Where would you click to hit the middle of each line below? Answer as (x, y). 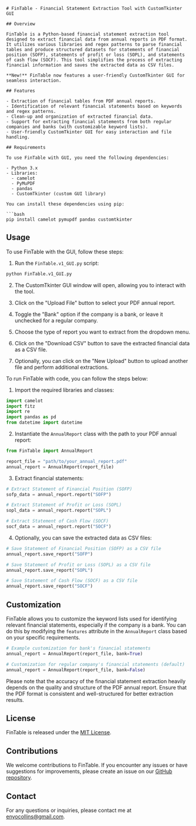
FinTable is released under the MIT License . (59, 732)
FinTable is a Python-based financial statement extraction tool (87, 34)
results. (15, 700)
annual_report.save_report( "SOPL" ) (50, 570)
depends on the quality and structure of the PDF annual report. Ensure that (97, 687)
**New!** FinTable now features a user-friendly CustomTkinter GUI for (95, 75)
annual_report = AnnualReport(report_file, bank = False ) (76, 670)
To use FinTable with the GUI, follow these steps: (65, 252)
